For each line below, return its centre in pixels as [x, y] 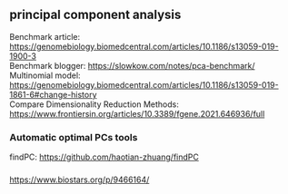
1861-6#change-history [53, 94]
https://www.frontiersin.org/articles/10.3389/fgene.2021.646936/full [137, 113]
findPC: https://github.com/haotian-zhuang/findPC [104, 157]
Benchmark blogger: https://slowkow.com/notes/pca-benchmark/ [132, 65]
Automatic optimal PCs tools [74, 137]
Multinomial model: [45, 75]
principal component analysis [95, 15]
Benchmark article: [45, 36]
